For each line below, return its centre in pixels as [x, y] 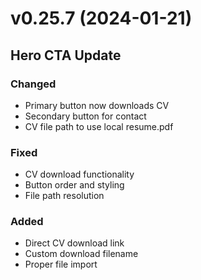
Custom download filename [81, 254]
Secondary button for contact [85, 116]
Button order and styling [74, 185]
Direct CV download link [74, 243]
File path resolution [64, 196]
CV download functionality [79, 174]
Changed [33, 84]
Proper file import [61, 264]
